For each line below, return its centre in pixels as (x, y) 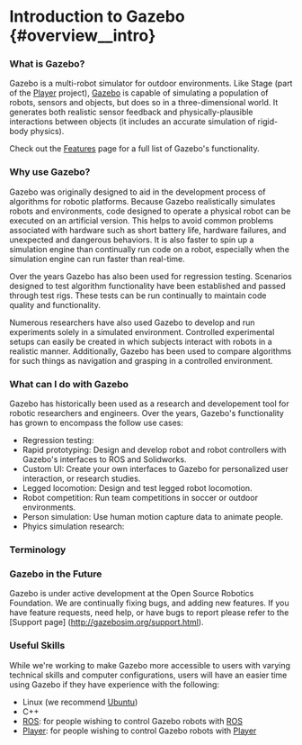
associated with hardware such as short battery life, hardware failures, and (148, 230)
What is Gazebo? (47, 64)
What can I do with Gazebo (69, 384)
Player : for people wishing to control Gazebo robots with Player (139, 731)
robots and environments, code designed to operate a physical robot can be (150, 211)
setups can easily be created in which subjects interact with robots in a (141, 341)
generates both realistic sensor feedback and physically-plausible (131, 112)
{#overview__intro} (83, 36)
